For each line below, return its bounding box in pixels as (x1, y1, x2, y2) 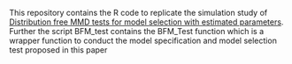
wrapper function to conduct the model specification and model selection (9, 35, 277, 46)
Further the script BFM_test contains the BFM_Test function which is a (9, 26, 265, 36)
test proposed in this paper (9, 45, 108, 55)
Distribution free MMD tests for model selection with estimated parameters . (9, 17, 284, 27)
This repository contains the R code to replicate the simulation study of (9, 8, 268, 18)
